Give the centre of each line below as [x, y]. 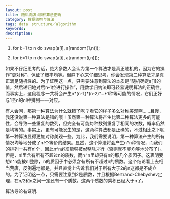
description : [19, 34]
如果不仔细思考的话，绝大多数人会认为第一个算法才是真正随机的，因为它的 [83, 68]
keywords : [16, 29]
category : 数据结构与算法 [30, 19]
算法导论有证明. [22, 191]
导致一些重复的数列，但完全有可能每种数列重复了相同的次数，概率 [87, 123]
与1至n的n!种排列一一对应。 [34, 100]
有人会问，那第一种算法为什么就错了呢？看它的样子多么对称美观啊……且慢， [84, 111]
